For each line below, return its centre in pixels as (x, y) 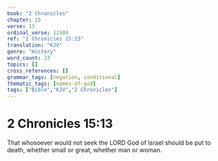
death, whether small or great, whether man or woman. (84, 150)
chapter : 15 (24, 20)
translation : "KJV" (35, 45)
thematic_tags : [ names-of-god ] (52, 84)
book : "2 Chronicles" (38, 13)
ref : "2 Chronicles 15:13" (45, 39)
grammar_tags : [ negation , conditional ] (64, 77)
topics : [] (23, 64)
